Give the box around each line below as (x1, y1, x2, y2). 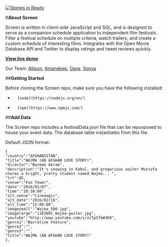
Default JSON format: (5, 139, 51, 145)
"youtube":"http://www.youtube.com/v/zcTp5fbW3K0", (5, 215, 116, 220)
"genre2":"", (5, 224, 33, 229)
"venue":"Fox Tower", (5, 180, 51, 185)
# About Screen (5, 15, 38, 20)
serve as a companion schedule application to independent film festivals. (5, 30, 158, 35)
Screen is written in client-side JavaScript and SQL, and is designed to (5, 24, 152, 30)
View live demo (5, 56, 38, 62)
